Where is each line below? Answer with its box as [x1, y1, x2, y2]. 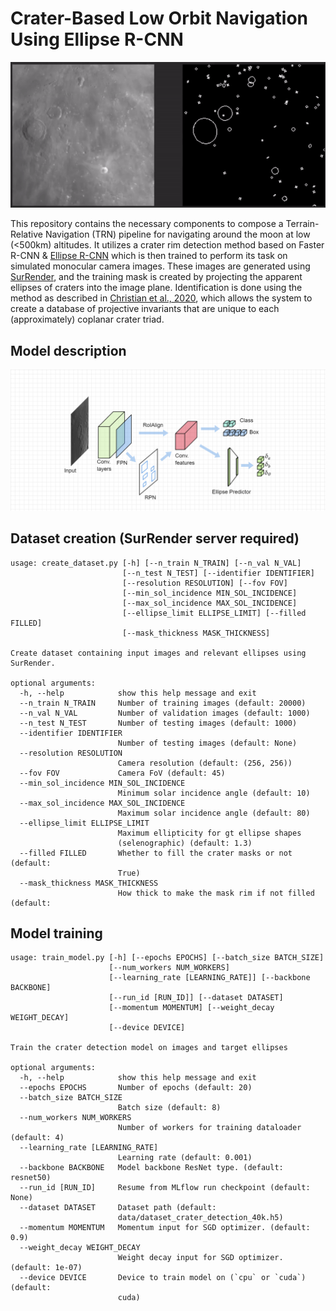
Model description [10, 342, 127, 359]
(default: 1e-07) [10, 1263, 83, 1273]
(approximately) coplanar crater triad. [10, 313, 165, 326]
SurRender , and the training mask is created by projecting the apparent [10, 271, 303, 283]
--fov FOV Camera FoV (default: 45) [19, 768, 226, 778]
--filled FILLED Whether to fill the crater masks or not [19, 848, 293, 858]
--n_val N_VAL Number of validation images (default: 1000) [19, 708, 311, 718]
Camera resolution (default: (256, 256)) [117, 758, 293, 768]
